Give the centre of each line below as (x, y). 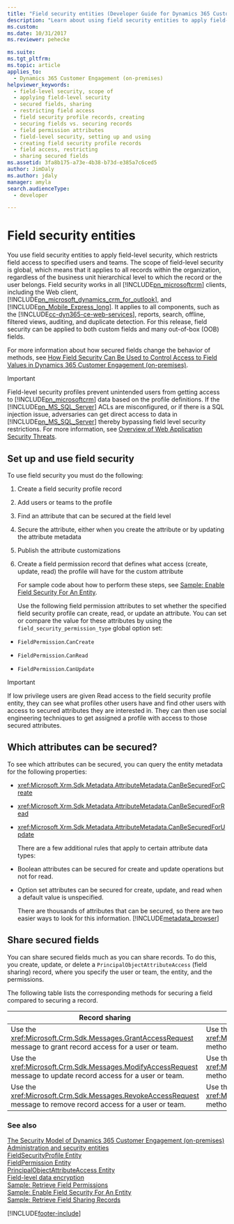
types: (26, 855)
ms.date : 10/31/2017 (37, 33)
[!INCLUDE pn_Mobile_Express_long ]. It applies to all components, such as (114, 307)
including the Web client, (43, 292)
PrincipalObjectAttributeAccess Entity (61, 1170)
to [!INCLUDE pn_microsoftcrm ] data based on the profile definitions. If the (114, 399)
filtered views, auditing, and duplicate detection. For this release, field (107, 322)
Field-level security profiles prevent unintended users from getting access (114, 392)
